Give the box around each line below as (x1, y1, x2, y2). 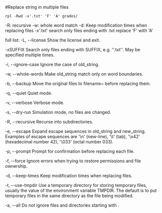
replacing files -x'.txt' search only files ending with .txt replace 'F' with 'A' (5, 28, 153, 34)
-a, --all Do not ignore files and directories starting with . (5, 202, 119, 208)
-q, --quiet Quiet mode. (5, 90, 53, 96)
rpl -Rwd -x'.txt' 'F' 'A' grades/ (5, 14, 78, 19)
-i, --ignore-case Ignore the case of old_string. (5, 62, 100, 67)
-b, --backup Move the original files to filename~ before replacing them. (5, 81, 151, 86)
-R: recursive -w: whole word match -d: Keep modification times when (5, 22, 147, 28)
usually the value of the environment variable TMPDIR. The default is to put (5, 187, 157, 193)
